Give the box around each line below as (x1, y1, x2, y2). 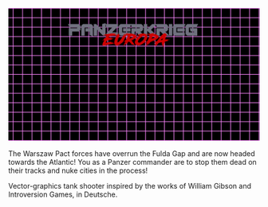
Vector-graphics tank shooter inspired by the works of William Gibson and (8, 181, 251, 190)
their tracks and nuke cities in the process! (8, 166, 148, 175)
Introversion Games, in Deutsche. (8, 189, 118, 199)
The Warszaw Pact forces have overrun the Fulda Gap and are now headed (8, 148, 255, 158)
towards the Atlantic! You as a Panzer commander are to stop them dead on (8, 157, 257, 166)
